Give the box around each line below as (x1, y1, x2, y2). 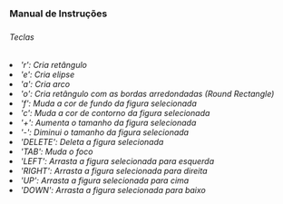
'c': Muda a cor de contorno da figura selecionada (21, 108, 210, 119)
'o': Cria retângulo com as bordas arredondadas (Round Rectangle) (21, 89, 275, 100)
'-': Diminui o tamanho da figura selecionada (21, 127, 189, 138)
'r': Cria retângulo (21, 60, 88, 71)
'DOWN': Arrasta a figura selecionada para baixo (21, 185, 206, 196)
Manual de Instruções (9, 7, 108, 20)
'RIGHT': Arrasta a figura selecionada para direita (21, 166, 208, 177)
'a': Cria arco (21, 79, 71, 90)
